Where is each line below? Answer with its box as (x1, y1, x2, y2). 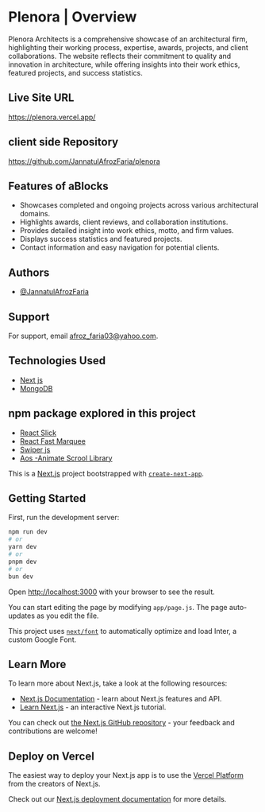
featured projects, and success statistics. (8, 68, 143, 77)
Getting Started (8, 491, 86, 505)
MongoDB (19, 383, 53, 393)
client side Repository (8, 135, 119, 149)
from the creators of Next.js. (8, 779, 101, 789)
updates (8, 611, 36, 620)
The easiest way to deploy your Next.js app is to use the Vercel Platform (8, 771, 244, 780)
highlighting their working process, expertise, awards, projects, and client (8, 42, 248, 52)
